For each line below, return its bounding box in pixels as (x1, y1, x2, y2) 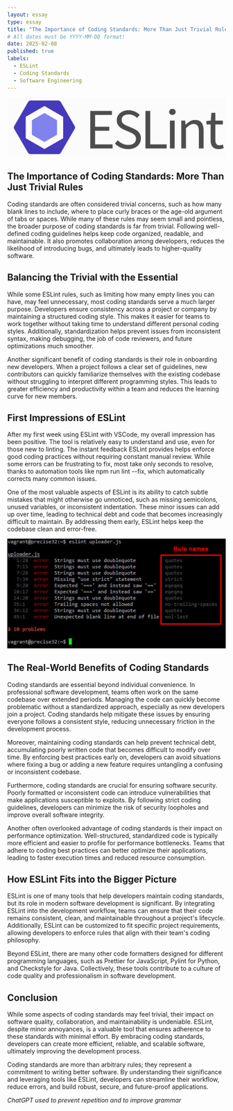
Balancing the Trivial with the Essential (7, 271, 178, 284)
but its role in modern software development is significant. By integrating (7, 899, 215, 908)
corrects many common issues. (7, 475, 97, 483)
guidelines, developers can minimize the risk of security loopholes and (7, 803, 209, 811)
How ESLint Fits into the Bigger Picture (7, 874, 177, 885)
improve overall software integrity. (7, 811, 105, 819)
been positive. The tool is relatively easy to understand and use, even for (7, 438, 215, 446)
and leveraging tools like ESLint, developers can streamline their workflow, (7, 1076, 220, 1084)
